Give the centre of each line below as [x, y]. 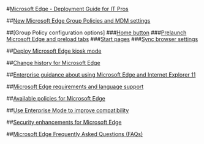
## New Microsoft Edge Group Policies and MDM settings [78, 21]
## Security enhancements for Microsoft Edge [64, 122]
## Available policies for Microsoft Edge [56, 98]
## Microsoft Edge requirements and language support [75, 86]
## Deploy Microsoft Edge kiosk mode [54, 51]
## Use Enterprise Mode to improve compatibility [68, 110]
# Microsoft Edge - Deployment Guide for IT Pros [67, 9]
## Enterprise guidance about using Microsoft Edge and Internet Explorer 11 [101, 75]
